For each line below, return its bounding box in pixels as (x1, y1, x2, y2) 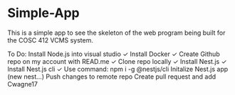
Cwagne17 (7, 79, 38, 88)
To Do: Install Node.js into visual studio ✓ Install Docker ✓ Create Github (7, 50, 220, 58)
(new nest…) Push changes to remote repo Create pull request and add (7, 72, 216, 81)
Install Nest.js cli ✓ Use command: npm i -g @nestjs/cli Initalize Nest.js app (7, 65, 229, 73)
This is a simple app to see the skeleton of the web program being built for (7, 28, 226, 37)
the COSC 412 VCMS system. (7, 35, 94, 44)
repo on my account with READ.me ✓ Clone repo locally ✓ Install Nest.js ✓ (7, 57, 227, 65)
